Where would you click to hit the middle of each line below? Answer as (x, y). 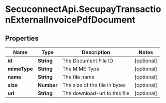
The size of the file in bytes (94, 85)
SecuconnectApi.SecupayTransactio (83, 9)
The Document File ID (87, 61)
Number (48, 85)
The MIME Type (81, 69)
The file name (78, 77)
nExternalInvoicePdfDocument (70, 20)
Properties (22, 38)
